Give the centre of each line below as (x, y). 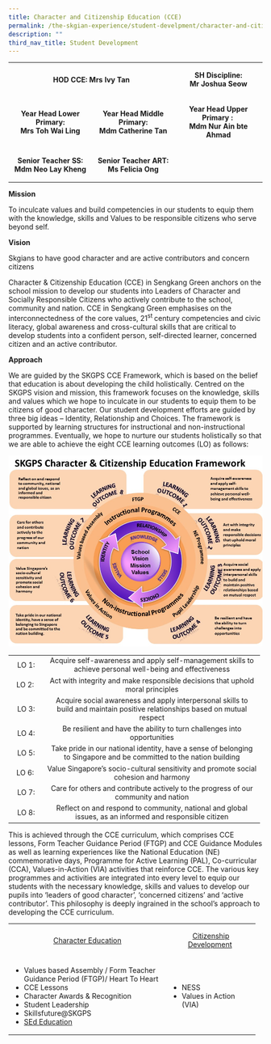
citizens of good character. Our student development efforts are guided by (132, 409)
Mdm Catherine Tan (133, 130)
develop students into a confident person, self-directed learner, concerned (133, 335)
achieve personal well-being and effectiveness (152, 669)
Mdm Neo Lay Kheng (50, 169)
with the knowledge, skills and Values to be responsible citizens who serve (132, 218)
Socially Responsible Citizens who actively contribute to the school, (121, 300)
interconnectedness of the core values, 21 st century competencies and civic (135, 317)
